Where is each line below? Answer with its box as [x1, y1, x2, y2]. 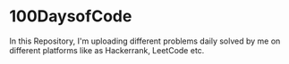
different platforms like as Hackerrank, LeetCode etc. [9, 44, 205, 55]
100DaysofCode [9, 6, 132, 27]
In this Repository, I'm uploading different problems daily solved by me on [9, 36, 281, 46]
